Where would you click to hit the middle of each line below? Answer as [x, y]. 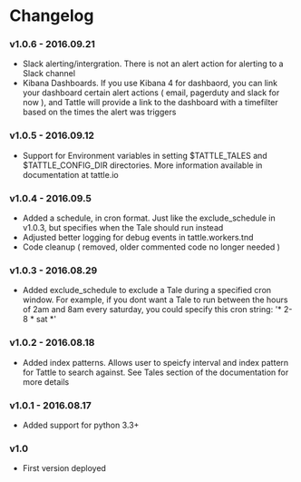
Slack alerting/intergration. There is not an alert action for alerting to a [153, 64]
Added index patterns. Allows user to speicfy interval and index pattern [155, 362]
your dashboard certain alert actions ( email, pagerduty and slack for [151, 93]
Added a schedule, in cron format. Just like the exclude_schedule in [149, 218]
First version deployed [64, 468]
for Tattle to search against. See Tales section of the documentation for [155, 372]
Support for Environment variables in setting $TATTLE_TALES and [145, 155]
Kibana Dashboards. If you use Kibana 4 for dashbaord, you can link [150, 84]
